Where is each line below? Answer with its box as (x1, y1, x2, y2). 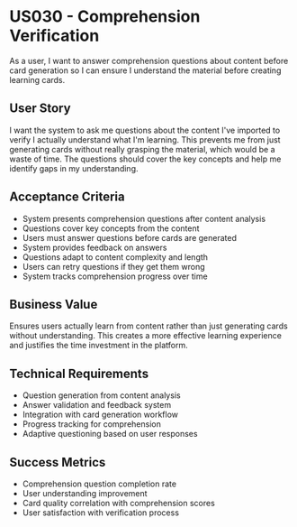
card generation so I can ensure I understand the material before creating (9, 65, 282, 76)
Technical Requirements (9, 365, 149, 381)
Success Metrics (9, 454, 106, 470)
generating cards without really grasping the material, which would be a (9, 143, 275, 154)
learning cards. (9, 74, 66, 85)
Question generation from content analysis (22, 390, 182, 401)
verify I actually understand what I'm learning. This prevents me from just (9, 134, 281, 145)
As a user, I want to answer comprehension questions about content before (9, 55, 289, 66)
